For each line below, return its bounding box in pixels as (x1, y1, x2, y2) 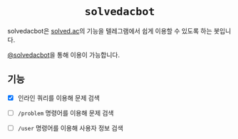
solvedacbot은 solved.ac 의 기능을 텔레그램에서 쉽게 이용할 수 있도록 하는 (7, 26, 212, 35)
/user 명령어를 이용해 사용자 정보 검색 (17, 123, 123, 132)
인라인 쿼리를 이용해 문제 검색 (17, 94, 100, 102)
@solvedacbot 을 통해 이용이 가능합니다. (7, 50, 120, 59)
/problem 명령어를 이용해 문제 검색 (17, 109, 114, 117)
